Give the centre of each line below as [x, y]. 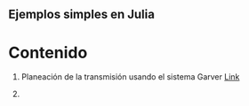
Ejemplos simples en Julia [81, 15]
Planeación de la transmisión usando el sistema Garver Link [130, 77]
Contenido [48, 53]
